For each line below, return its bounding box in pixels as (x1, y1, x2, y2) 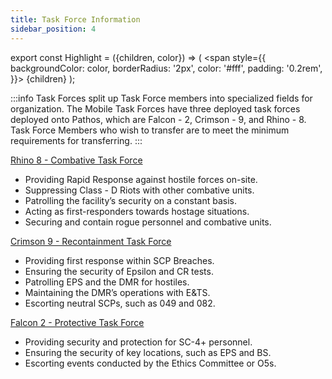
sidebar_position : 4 (10, 24, 97, 34)
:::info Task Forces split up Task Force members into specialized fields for (10, 92, 313, 104)
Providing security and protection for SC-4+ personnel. (24, 336, 253, 348)
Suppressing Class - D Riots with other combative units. (24, 184, 255, 196)
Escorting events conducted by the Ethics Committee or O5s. (24, 357, 277, 369)
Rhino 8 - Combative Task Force (10, 154, 143, 166)
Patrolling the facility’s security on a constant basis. (24, 194, 237, 206)
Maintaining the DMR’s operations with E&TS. (24, 286, 211, 298)
